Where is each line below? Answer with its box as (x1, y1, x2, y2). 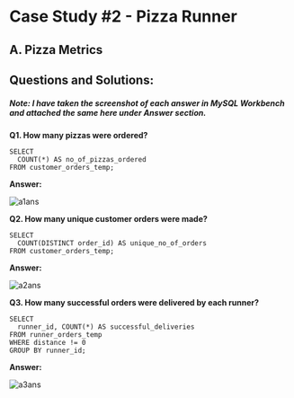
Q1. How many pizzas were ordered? (9, 129, 148, 140)
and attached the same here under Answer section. (9, 107, 207, 118)
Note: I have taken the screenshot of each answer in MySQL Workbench (9, 97, 285, 109)
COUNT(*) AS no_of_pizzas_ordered (17, 155, 147, 164)
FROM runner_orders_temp (9, 330, 102, 339)
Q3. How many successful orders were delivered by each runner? (9, 296, 259, 307)
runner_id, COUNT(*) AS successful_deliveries (17, 322, 195, 332)
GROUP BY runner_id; (9, 346, 87, 355)
